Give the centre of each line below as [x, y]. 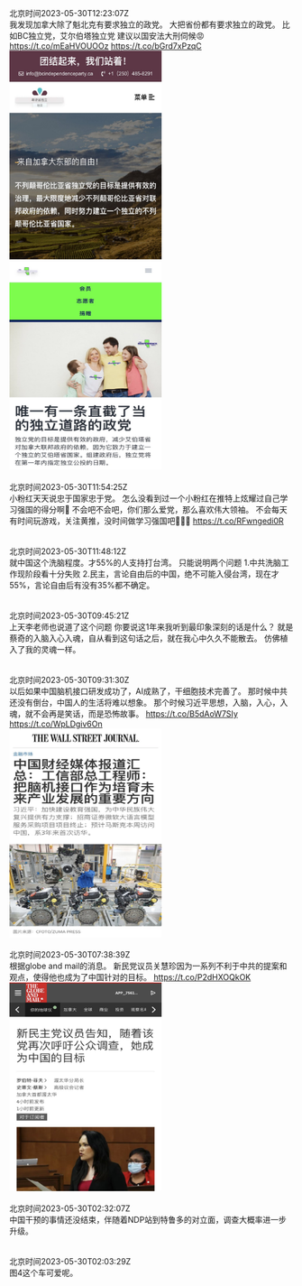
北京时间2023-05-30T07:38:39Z [70, 954]
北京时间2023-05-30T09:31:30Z [69, 680]
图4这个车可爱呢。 [44, 1272]
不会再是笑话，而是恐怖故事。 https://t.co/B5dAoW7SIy [136, 714]
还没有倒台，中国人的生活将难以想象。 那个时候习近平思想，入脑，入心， [145, 703]
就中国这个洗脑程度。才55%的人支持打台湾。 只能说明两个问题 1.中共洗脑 [145, 563]
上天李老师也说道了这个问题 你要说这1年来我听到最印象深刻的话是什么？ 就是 [151, 627]
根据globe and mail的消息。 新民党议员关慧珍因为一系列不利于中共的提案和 [148, 966]
